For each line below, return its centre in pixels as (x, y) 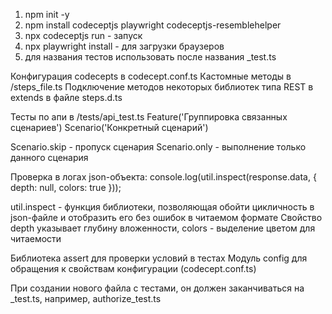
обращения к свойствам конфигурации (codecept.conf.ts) (133, 268)
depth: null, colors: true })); (66, 187)
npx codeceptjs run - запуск (83, 35)
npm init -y (47, 14)
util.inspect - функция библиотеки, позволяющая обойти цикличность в (162, 207)
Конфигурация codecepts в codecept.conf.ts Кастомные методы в (151, 76)
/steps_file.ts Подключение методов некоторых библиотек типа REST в (162, 87)
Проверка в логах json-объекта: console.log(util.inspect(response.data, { (163, 177)
